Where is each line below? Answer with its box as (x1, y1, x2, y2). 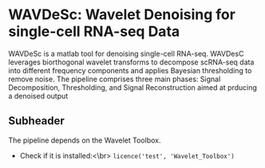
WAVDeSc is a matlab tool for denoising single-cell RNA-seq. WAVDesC (8, 49, 244, 58)
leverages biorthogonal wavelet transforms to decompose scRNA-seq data (8, 57, 255, 67)
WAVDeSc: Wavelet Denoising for (8, 6, 235, 24)
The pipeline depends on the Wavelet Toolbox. (8, 135, 161, 145)
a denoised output (8, 91, 69, 100)
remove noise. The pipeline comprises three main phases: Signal (8, 74, 221, 84)
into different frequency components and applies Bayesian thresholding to (8, 65, 252, 75)
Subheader (8, 114, 65, 128)
